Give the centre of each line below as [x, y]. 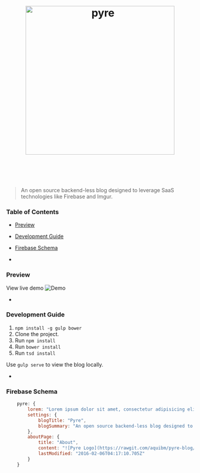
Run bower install [38, 346]
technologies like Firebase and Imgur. [67, 196]
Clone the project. [37, 334]
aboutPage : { [44, 437]
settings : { [43, 415]
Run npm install [35, 340]
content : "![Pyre [60, 448]
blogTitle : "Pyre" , [62, 420]
